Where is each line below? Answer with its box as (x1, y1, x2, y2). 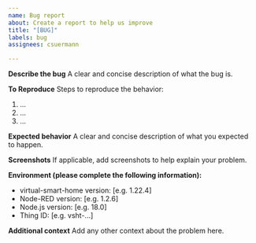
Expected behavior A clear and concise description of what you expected (8, 131, 249, 142)
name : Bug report (8, 11, 65, 20)
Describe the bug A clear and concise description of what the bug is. (8, 69, 233, 79)
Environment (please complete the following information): (8, 171, 202, 180)
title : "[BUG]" (8, 26, 58, 34)
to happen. (8, 140, 43, 149)
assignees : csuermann (8, 41, 80, 49)
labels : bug (8, 33, 47, 42)
